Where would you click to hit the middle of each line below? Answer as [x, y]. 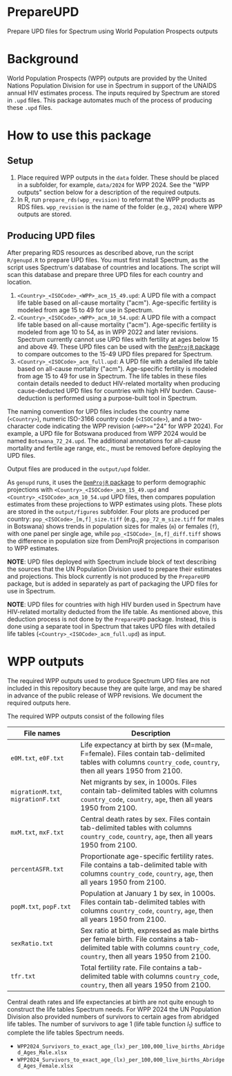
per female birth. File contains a [132, 939]
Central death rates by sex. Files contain [145, 819]
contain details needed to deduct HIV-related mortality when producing [119, 383]
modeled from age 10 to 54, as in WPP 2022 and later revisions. [108, 332]
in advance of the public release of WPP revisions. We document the [105, 695]
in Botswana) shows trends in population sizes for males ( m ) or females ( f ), [113, 526]
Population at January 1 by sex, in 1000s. [148, 893]
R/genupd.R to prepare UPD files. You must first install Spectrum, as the [108, 260]
